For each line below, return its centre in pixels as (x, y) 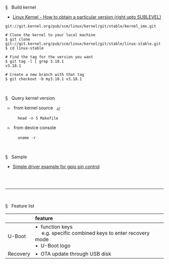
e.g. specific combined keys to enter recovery (96, 233)
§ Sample (16, 157)
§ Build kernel (21, 7)
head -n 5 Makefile (38, 118)
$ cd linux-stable (24, 48)
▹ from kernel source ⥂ (34, 108)
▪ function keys (54, 227)
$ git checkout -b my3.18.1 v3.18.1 (44, 79)
